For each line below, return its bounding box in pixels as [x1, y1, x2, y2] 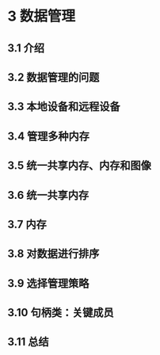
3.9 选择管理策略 [7, 277, 90, 290]
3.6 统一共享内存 [7, 188, 90, 202]
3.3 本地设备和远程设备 [7, 100, 120, 113]
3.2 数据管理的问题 [7, 71, 100, 84]
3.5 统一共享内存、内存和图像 [7, 159, 152, 173]
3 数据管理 [7, 7, 76, 25]
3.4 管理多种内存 [7, 129, 90, 143]
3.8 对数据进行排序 [7, 247, 100, 261]
